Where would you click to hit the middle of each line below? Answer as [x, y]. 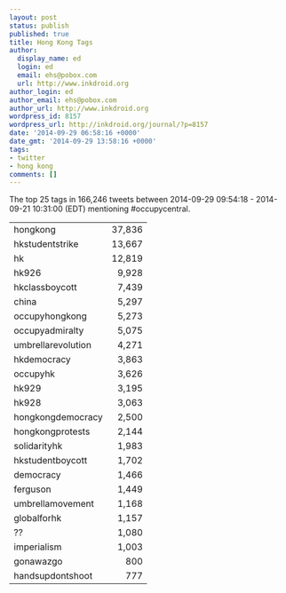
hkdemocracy [42, 360]
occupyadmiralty [49, 331]
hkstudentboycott [51, 461]
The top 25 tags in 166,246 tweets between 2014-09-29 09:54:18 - [132, 200]
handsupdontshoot [53, 576]
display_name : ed [49, 59]
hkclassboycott [45, 288]
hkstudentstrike [46, 244]
